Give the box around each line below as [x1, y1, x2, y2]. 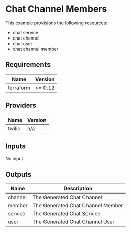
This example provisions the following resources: [5, 20, 108, 26]
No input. [5, 156, 25, 162]
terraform [8, 84, 31, 91]
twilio [8, 125, 21, 132]
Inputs [5, 142, 26, 150]
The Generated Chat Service [32, 210, 101, 217]
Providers [5, 101, 37, 110]
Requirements [5, 60, 51, 69]
